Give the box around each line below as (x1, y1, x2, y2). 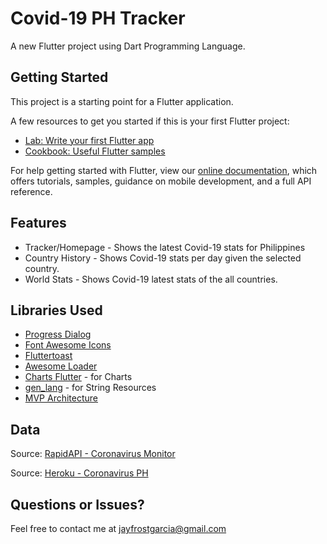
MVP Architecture (24, 392, 99, 404)
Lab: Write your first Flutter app (24, 134, 155, 146)
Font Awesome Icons (24, 339, 112, 351)
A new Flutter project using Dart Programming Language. (10, 40, 246, 52)
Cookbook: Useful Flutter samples (24, 145, 166, 157)
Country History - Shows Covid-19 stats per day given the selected (24, 252, 302, 264)
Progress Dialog (24, 328, 92, 341)
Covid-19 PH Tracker (10, 7, 186, 30)
